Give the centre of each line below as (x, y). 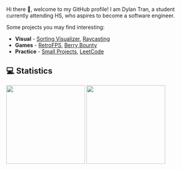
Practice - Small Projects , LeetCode (59, 51)
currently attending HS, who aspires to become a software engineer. (90, 16)
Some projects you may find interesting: (55, 27)
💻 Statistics (29, 71)
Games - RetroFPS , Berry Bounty (56, 45)
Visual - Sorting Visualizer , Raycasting (62, 39)
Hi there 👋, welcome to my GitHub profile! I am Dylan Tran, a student (90, 9)
